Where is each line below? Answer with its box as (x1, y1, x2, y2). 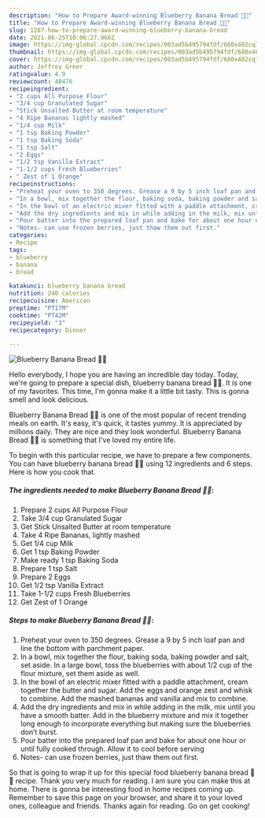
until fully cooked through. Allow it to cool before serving (20, 744, 204, 753)
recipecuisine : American (9, 297, 90, 305)
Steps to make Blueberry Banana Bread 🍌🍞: (9, 615, 154, 625)
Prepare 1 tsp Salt (20, 564, 78, 574)
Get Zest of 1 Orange (20, 597, 88, 607)
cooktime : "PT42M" (9, 311, 69, 319)
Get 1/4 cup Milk (20, 539, 74, 548)
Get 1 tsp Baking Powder (20, 547, 101, 556)
